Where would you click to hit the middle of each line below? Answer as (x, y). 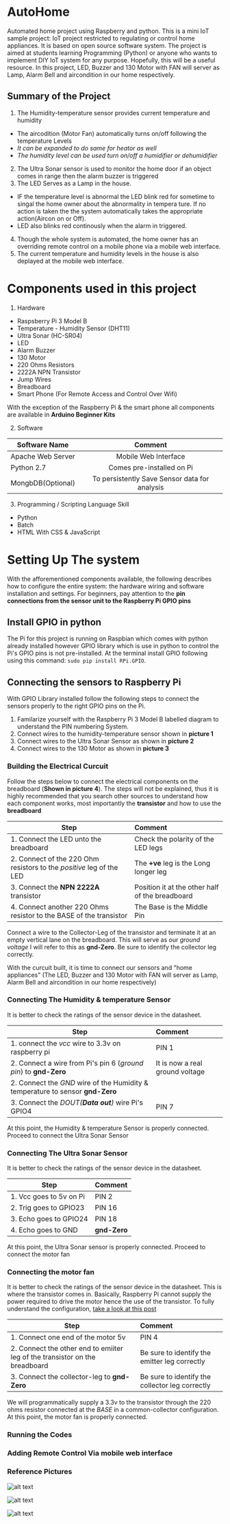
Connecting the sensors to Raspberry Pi (94, 682)
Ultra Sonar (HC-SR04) (50, 335)
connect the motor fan (39, 1254)
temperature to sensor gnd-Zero (64, 1091)
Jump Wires (34, 379)
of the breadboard (164, 895)
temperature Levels (44, 141)
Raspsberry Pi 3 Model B (52, 321)
